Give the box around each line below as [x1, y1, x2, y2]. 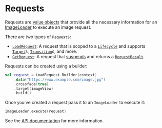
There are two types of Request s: [5, 34, 71, 40]
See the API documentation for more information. [5, 118, 104, 124]
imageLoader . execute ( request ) [5, 109, 67, 114]
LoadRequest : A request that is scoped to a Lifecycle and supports [12, 43, 145, 49]
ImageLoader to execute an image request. [5, 24, 92, 30]
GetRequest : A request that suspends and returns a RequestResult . [12, 53, 145, 59]
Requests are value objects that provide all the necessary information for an [5, 19, 158, 25]
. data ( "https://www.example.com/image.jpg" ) [14, 77, 106, 82]
